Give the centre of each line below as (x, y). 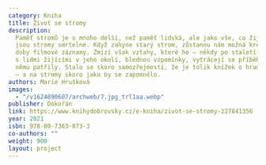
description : (30, 30)
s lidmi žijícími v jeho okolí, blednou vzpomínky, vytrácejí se (125, 60)
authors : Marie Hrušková (49, 82)
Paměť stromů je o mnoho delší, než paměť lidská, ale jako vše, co (131, 38)
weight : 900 (28, 141)
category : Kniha (35, 15)
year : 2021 (26, 119)
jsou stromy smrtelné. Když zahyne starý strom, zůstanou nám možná (131, 45)
